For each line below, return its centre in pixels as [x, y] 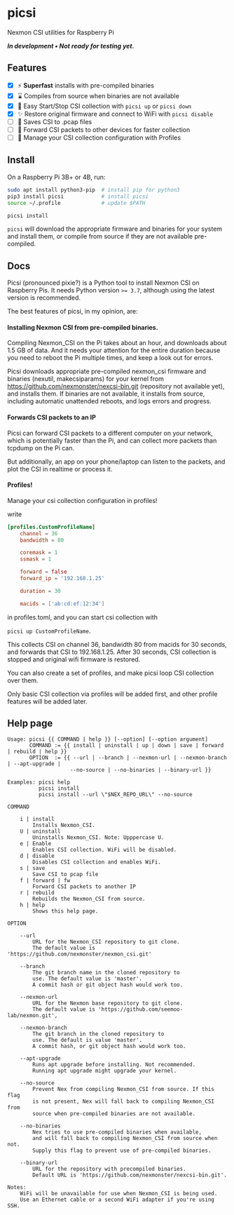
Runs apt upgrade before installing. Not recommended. [114, 1065]
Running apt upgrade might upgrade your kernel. [105, 1071]
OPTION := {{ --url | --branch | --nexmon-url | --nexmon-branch [128, 758]
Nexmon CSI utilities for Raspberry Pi [61, 32]
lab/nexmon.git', [33, 1016]
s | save [33, 868]
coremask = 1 [39, 553]
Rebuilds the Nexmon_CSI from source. [89, 899]
